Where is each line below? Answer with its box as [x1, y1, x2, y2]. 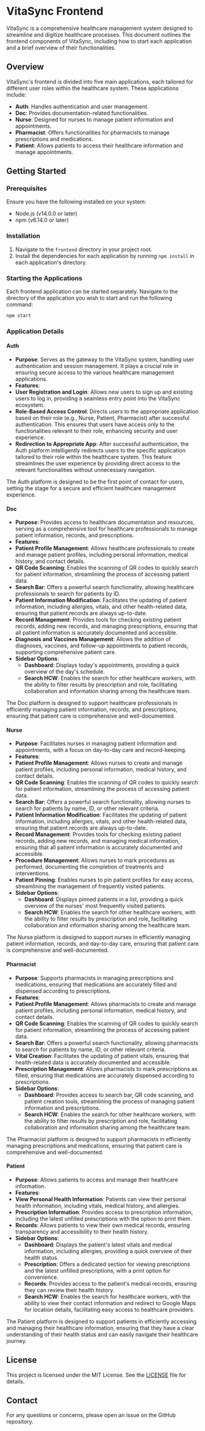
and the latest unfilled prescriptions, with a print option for [24, 1267, 171, 1274]
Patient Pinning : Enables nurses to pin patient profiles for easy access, [15, 876, 195, 884]
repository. [6, 1418, 34, 1425]
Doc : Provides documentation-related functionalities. [15, 109, 148, 117]
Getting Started [6, 166, 67, 177]
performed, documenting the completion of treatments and [15, 863, 164, 870]
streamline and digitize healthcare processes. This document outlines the [6, 31, 191, 38]
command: [6, 301, 34, 308]
